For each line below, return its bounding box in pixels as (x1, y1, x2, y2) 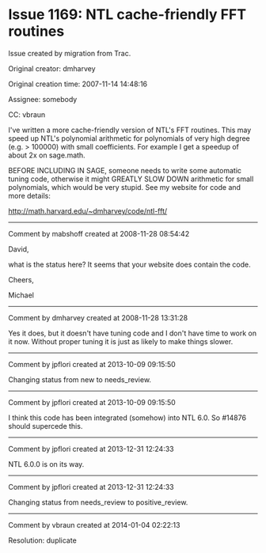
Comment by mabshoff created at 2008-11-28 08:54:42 (8, 229, 190, 238)
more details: (8, 191, 51, 200)
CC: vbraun (8, 109, 46, 119)
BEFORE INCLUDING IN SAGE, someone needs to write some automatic (8, 165, 242, 175)
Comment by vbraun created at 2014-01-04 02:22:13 (8, 520, 180, 529)
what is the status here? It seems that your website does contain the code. (8, 259, 251, 269)
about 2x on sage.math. (8, 150, 85, 160)
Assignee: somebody (8, 94, 78, 104)
